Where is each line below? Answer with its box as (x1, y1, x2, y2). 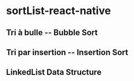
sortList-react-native (6, 4, 111, 18)
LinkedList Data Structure (6, 67, 102, 77)
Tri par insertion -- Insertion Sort (6, 47, 129, 57)
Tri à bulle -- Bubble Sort (6, 28, 98, 38)
